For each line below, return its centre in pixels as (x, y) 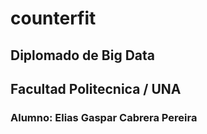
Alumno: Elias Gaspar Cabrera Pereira (104, 117)
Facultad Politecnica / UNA (96, 88)
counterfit (53, 18)
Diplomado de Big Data (82, 55)
